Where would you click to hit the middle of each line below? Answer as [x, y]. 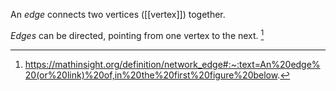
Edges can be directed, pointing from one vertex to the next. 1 [137, 34]
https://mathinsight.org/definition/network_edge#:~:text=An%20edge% [172, 64]
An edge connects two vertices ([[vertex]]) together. [118, 14]
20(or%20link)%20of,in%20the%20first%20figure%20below [151, 75]
